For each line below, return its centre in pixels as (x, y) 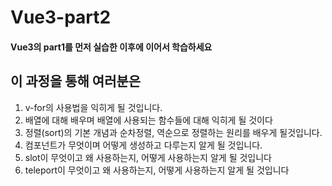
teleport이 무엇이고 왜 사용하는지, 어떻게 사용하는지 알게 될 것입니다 (157, 170)
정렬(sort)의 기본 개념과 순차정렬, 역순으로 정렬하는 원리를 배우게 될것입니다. (173, 132)
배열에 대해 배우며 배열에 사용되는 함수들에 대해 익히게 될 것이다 (148, 120)
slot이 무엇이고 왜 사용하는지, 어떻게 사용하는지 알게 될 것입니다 (148, 157)
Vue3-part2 (61, 17)
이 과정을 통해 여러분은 (76, 81)
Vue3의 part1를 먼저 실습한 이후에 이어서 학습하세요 (111, 47)
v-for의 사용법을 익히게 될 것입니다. (93, 107)
